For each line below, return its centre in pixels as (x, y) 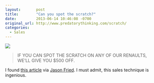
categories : (17, 28)
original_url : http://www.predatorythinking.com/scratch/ (66, 23)
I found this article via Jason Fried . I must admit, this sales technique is (77, 70)
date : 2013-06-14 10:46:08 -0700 (48, 19)
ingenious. (16, 75)
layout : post (25, 10)
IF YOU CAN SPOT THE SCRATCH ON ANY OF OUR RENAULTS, (82, 55)
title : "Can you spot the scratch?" (51, 14)
